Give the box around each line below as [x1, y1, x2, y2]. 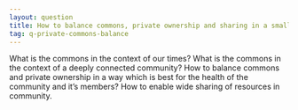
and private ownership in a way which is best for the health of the [9, 72, 248, 83]
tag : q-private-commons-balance [9, 29, 129, 38]
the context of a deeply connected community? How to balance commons [9, 62, 280, 73]
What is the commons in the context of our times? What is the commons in [9, 54, 281, 64]
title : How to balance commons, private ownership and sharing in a [9, 21, 268, 30]
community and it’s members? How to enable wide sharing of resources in [9, 81, 280, 92]
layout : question [9, 12, 74, 22]
